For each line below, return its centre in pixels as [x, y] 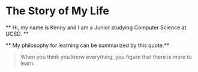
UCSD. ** [17, 33]
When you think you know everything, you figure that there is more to [106, 57]
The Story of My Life [57, 11]
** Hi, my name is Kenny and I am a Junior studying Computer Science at [96, 27]
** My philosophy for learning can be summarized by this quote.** [88, 45]
